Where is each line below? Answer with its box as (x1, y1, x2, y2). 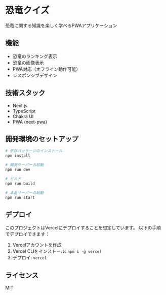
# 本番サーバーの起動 (5, 190, 44, 195)
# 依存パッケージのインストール (5, 149, 63, 154)
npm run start (5, 195, 35, 200)
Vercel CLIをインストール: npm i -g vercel (12, 248, 102, 254)
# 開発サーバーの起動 (5, 162, 44, 168)
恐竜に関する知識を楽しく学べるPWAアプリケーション (5, 22, 117, 28)
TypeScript (12, 108, 36, 114)
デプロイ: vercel (12, 255, 47, 261)
